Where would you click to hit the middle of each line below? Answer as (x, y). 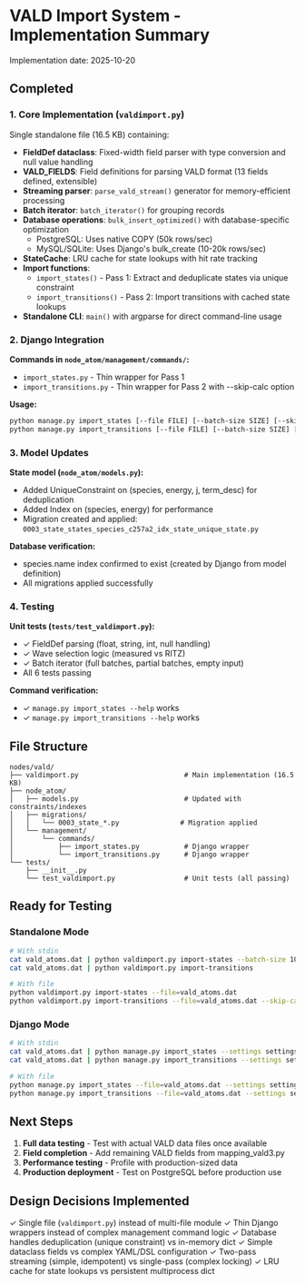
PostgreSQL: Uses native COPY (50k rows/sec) (124, 239)
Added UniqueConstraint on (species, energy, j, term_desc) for (140, 489)
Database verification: (53, 546)
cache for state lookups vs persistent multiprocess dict (112, 1271)
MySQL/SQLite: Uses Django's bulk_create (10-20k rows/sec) (151, 248)
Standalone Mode (49, 932)
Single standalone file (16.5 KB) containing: (89, 134)
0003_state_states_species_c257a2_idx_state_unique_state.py (141, 529)
